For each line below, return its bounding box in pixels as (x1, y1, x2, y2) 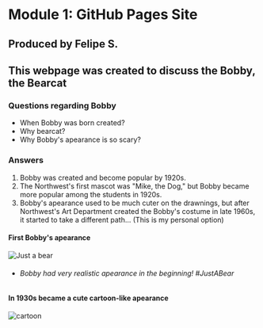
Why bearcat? (19, 127, 66, 136)
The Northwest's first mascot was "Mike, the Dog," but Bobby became (19, 181, 250, 191)
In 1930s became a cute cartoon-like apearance (8, 293, 169, 303)
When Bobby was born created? (19, 118, 125, 128)
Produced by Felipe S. (8, 37, 119, 51)
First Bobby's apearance (8, 233, 91, 242)
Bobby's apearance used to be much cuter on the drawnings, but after (19, 198, 250, 208)
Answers (8, 154, 44, 166)
